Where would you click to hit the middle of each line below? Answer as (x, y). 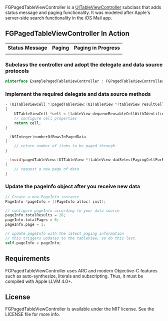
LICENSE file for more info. (33, 314)
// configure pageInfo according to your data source (62, 211)
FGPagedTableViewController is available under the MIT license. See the (80, 309)
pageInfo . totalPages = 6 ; (32, 220)
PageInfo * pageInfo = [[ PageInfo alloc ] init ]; (56, 202)
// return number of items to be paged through (64, 146)
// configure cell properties (46, 118)
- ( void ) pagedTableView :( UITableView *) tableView (58, 160)
